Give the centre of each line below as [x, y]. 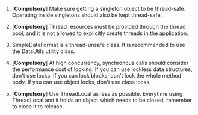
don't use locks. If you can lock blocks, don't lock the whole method [97, 76]
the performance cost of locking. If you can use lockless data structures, [102, 69]
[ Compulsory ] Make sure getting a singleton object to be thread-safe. [99, 9]
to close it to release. [38, 107]
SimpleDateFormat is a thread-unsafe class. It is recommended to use [98, 45]
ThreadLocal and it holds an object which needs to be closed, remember [102, 100]
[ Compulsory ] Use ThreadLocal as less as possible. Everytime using [97, 94]
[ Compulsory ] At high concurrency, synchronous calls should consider [100, 63]
